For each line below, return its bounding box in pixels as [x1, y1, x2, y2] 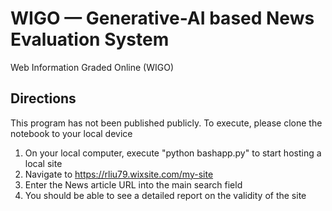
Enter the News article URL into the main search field [24, 178, 243, 191]
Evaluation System [10, 28, 170, 51]
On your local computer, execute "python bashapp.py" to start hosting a [24, 147, 322, 159]
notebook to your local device [10, 127, 133, 139]
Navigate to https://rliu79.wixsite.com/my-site [24, 168, 214, 180]
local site [24, 157, 63, 169]
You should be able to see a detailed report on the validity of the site [24, 189, 307, 201]
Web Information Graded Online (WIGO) [10, 61, 175, 73]
